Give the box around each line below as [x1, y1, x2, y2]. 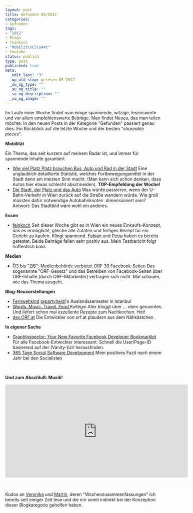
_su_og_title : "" [9, 86, 46, 92]
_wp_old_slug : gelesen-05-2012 [9, 77, 75, 82]
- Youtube [5, 49, 26, 54]
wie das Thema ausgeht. [12, 279, 63, 285]
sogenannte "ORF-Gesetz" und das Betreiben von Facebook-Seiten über [12, 268, 162, 274]
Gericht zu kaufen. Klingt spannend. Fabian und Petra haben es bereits [12, 233, 158, 239]
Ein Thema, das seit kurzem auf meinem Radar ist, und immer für [5, 150, 139, 156]
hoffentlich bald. [12, 244, 46, 250]
